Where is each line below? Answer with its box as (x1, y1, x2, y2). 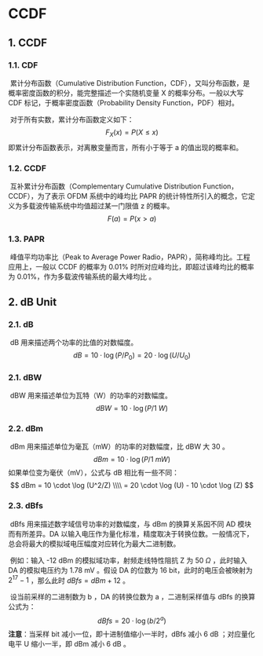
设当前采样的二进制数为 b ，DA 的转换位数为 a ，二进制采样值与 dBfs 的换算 (9, 592, 256, 602)
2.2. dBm (8, 423, 43, 434)
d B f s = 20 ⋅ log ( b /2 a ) (97, 614, 166, 625)
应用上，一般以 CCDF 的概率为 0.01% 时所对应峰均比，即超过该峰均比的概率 (8, 262, 254, 272)
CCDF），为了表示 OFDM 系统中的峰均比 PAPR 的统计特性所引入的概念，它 (8, 191, 249, 200)
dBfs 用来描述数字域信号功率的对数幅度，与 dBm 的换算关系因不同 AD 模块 (9, 519, 252, 529)
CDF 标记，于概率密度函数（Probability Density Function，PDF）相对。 (8, 97, 239, 107)
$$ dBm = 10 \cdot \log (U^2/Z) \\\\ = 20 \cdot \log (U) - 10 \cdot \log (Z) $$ (10, 481, 254, 490)
